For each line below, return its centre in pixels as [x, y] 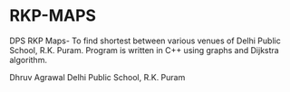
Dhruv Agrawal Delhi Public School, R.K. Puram [97, 77]
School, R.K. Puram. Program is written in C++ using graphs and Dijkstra [144, 50]
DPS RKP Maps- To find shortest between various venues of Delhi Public [145, 41]
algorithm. [29, 60]
